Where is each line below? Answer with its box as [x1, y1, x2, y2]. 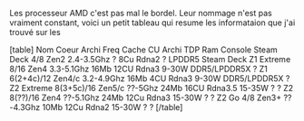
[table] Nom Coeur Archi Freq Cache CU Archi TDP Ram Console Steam [9, 44, 279, 55]
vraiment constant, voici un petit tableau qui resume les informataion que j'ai [9, 17, 296, 28]
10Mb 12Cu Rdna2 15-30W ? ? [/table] [42, 102, 183, 112]
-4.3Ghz [9, 102, 41, 112]
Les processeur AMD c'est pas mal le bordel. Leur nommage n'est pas [9, 8, 272, 18]
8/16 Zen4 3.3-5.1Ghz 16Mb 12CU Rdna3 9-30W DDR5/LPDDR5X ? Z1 [9, 63, 268, 74]
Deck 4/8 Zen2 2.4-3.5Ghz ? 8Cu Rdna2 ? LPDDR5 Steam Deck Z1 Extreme [9, 54, 291, 64]
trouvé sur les [9, 27, 61, 37]
